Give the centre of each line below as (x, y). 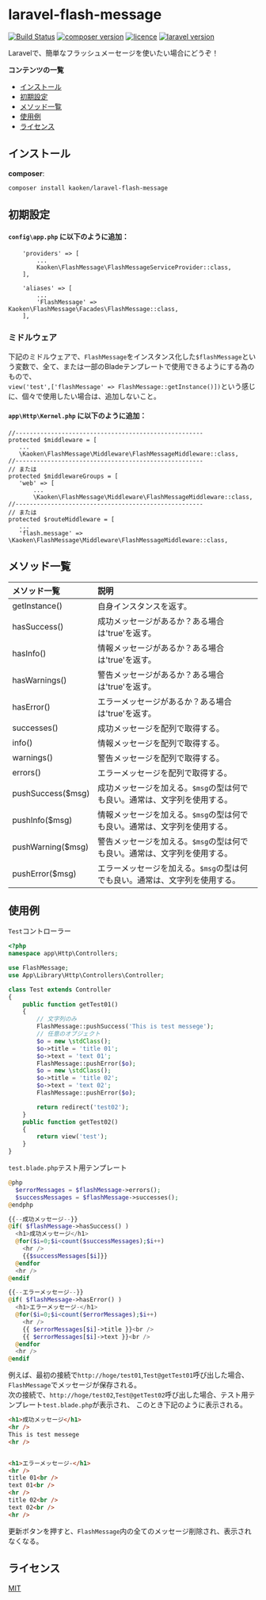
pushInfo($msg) (42, 820)
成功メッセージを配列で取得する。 (161, 728)
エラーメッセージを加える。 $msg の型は (169, 868)
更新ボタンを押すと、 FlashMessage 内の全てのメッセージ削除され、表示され (130, 1531)
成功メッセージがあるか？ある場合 (161, 621)
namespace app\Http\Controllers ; (63, 954)
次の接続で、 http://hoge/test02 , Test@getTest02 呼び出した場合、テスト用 (128, 1395)
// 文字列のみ (57, 1019)
